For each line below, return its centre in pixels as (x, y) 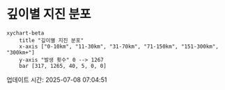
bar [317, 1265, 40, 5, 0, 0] (63, 66)
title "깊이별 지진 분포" (52, 40)
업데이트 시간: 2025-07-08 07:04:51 (57, 80)
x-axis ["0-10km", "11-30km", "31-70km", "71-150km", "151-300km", (119, 46)
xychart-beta (25, 33)
